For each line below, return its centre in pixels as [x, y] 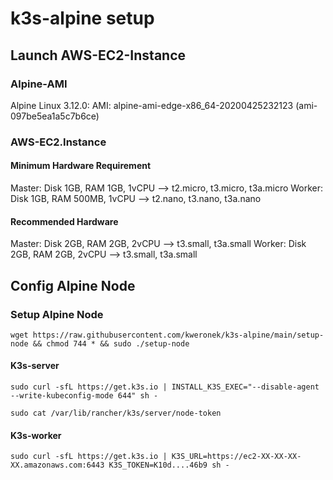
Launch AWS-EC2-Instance [98, 55]
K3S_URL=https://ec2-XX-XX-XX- [236, 457]
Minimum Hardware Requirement [81, 166]
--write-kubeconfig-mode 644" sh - [84, 396]
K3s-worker [36, 435]
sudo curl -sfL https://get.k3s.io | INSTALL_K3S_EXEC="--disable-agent [165, 387]
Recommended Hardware [64, 221]
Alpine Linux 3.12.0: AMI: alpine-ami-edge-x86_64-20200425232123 [152, 105]
